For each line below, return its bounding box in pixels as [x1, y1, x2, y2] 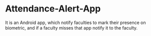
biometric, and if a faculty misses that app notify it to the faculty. [5, 24, 138, 30]
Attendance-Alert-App [5, 3, 101, 14]
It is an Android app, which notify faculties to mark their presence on [5, 19, 146, 25]
